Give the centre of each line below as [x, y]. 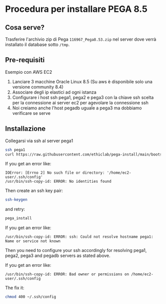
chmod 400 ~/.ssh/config [31, 297]
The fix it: [15, 288]
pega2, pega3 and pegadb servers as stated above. [58, 255]
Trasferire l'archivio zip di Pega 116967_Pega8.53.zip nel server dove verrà [81, 39]
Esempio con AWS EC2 [29, 72]
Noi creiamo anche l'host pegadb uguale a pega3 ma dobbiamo [77, 108]
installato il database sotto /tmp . [38, 45]
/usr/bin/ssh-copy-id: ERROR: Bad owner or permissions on [67, 274]
